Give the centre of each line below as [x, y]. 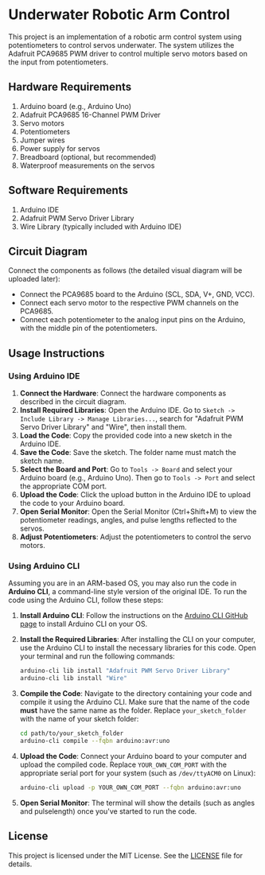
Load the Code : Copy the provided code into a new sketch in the [126, 436]
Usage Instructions [57, 353]
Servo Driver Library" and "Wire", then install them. [103, 427]
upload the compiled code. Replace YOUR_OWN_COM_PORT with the [123, 764]
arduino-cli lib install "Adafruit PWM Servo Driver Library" [125, 671]
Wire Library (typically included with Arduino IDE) [101, 226]
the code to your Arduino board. [72, 504]
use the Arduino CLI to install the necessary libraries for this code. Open [138, 648]
